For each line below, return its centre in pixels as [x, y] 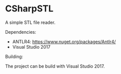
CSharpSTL [29, 9]
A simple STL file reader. [30, 22]
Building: [14, 56]
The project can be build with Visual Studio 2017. [55, 66]
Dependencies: [21, 32]
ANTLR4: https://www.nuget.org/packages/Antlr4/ [64, 41]
